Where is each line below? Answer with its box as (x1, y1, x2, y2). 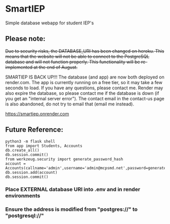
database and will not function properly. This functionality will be (5, 59, 140, 65)
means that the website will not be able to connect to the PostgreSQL (5, 53, 150, 59)
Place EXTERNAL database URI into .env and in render (5, 186, 141, 193)
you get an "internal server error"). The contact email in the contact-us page (5, 95, 164, 101)
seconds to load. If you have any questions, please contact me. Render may (5, 85, 163, 91)
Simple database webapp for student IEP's (5, 20, 94, 26)
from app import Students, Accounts (5, 143, 82, 148)
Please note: (5, 34, 46, 43)
